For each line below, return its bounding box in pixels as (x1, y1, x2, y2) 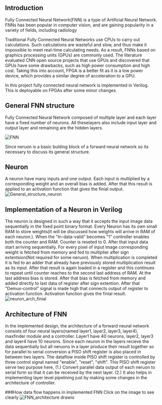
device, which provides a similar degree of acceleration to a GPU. (5, 73, 136, 78)
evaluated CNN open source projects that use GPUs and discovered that (5, 57, 150, 63)
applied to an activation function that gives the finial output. (5, 186, 124, 192)
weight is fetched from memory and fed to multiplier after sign (5, 249, 130, 255)
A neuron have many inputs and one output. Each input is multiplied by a (5, 176, 150, 182)
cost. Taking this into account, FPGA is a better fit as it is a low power (5, 68, 143, 74)
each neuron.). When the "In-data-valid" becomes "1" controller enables (5, 234, 149, 240)
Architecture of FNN (5, 310, 67, 318)
